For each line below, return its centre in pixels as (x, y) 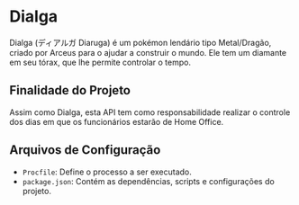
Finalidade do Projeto (70, 90)
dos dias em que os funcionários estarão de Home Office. (117, 121)
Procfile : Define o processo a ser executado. (107, 172)
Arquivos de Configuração (85, 150)
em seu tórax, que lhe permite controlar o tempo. (100, 62)
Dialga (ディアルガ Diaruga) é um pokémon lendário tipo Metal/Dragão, (140, 42)
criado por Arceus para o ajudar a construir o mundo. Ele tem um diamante (148, 52)
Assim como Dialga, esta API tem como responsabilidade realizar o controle (150, 112)
